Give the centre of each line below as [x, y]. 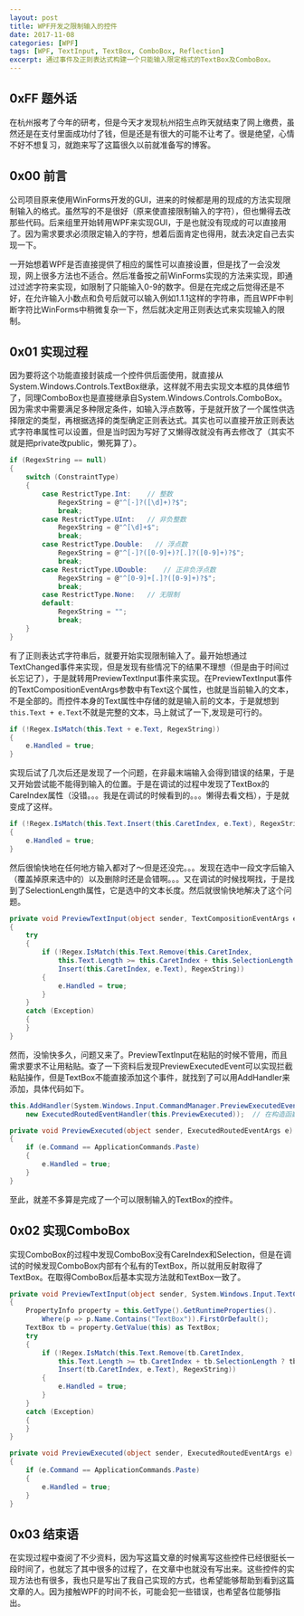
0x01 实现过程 [49, 352]
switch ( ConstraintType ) [72, 477]
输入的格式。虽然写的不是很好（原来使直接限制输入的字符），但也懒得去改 [154, 211]
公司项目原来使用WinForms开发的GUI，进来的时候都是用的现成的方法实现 [146, 199]
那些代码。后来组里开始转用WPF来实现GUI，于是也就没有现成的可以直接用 [148, 222]
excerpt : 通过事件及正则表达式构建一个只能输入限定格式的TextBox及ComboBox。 [142, 60]
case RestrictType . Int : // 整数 [108, 494]
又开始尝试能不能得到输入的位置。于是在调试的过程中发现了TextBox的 [139, 784]
